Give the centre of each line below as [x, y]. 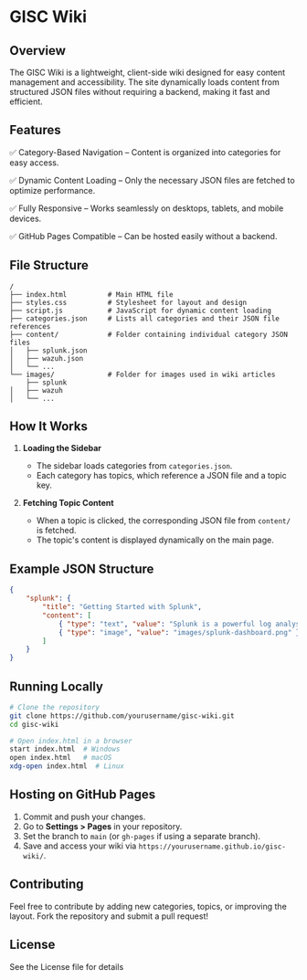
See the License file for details [67, 966]
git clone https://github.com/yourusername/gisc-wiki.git [122, 716]
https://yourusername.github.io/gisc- [212, 847]
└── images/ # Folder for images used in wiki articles [143, 374]
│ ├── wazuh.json [47, 358]
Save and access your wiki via [79, 846]
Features [35, 130]
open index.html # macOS [61, 758]
